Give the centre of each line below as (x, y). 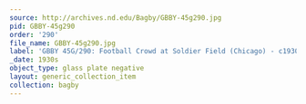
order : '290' (34, 34)
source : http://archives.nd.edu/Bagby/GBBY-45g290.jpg (116, 18)
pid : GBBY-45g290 (42, 26)
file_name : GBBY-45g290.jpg (63, 43)
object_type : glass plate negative (77, 69)
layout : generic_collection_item (73, 77)
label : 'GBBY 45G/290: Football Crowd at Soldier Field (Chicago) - (142, 52)
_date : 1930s (34, 60)
